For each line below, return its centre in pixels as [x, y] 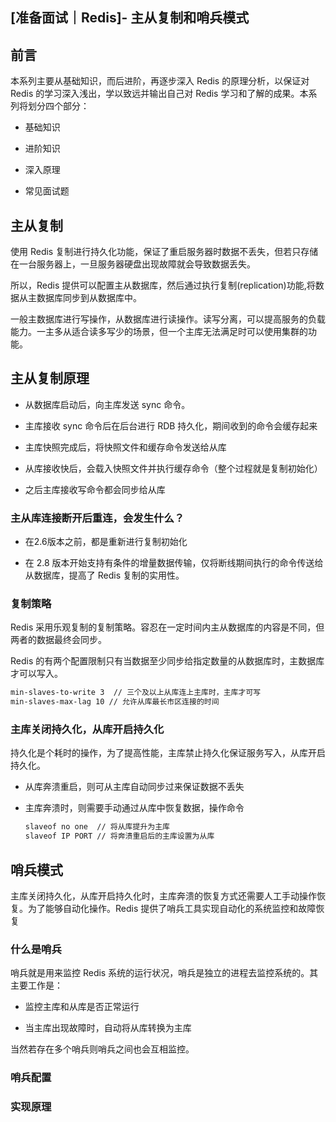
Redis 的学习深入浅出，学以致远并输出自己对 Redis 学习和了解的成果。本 [159, 94]
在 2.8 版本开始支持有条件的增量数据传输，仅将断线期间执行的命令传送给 [174, 563]
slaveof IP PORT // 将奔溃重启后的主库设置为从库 [119, 836]
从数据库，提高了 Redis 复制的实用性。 [104, 575]
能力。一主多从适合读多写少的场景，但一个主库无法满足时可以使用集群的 [159, 332]
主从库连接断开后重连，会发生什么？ [97, 518]
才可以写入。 [36, 674]
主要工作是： [36, 985]
